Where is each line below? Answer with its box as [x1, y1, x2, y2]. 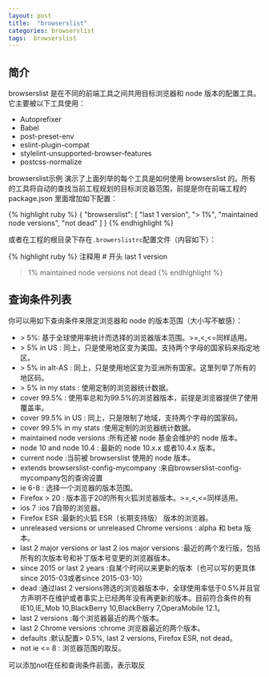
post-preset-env [19, 131, 74, 141]
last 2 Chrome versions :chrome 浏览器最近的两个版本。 [19, 623, 205, 633]
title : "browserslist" [8, 19, 88, 27]
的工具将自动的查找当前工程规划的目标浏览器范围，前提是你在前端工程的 [8, 183, 247, 193]
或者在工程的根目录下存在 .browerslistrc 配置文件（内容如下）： [8, 235, 217, 244]
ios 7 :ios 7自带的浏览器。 [19, 502, 105, 513]
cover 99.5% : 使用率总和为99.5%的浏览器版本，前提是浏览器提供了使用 [19, 393, 259, 402]
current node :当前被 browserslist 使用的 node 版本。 [19, 453, 195, 462]
